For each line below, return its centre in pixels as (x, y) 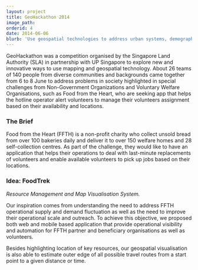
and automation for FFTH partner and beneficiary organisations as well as (96, 230)
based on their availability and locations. (55, 106)
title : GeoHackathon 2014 (38, 17)
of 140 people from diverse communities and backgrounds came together (96, 75)
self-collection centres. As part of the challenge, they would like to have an (97, 147)
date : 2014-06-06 (27, 34)
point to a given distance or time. (46, 261)
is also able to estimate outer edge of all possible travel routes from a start (96, 254)
